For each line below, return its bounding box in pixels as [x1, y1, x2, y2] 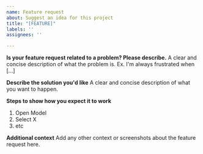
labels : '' [6, 26, 34, 33]
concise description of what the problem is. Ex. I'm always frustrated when [6, 61, 195, 68]
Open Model [15, 109, 47, 117]
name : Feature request [6, 9, 64, 15]
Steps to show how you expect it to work [6, 98, 112, 105]
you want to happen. [6, 85, 58, 93]
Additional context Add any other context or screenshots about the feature [6, 134, 196, 142]
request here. [6, 141, 40, 148]
